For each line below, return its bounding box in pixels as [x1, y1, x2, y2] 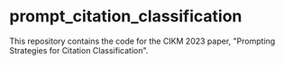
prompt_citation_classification [9, 6, 243, 27]
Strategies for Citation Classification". [9, 45, 149, 55]
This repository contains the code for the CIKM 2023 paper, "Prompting [9, 36, 276, 46]
